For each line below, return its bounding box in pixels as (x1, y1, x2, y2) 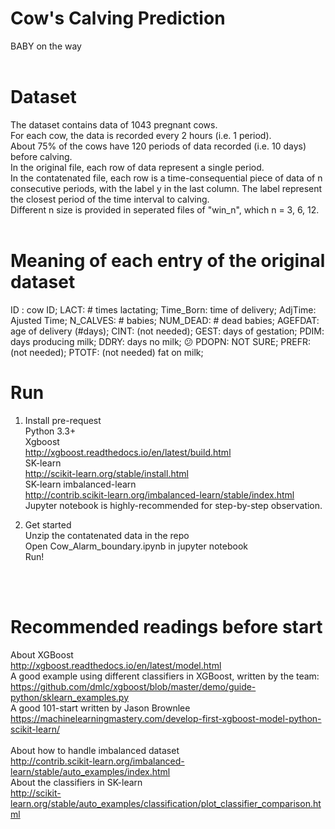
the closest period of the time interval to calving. (10, 193, 210, 205)
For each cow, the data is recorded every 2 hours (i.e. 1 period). (10, 129, 272, 141)
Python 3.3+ (24, 425, 77, 437)
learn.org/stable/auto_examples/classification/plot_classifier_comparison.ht (10, 797, 322, 809)
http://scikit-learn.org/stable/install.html (24, 467, 189, 479)
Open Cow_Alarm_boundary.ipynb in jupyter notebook (24, 540, 249, 552)
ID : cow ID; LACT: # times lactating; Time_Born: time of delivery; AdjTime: (10, 303, 317, 316)
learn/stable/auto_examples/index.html (10, 765, 171, 777)
